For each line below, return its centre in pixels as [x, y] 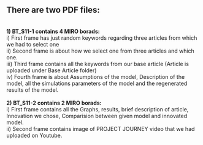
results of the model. [33, 90]
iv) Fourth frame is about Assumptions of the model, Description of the [96, 76]
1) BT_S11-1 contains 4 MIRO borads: [53, 31]
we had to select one [33, 44]
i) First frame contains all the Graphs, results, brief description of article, [98, 109]
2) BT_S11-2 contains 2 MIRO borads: [54, 103]
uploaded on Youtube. [34, 135]
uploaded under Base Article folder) [52, 70]
